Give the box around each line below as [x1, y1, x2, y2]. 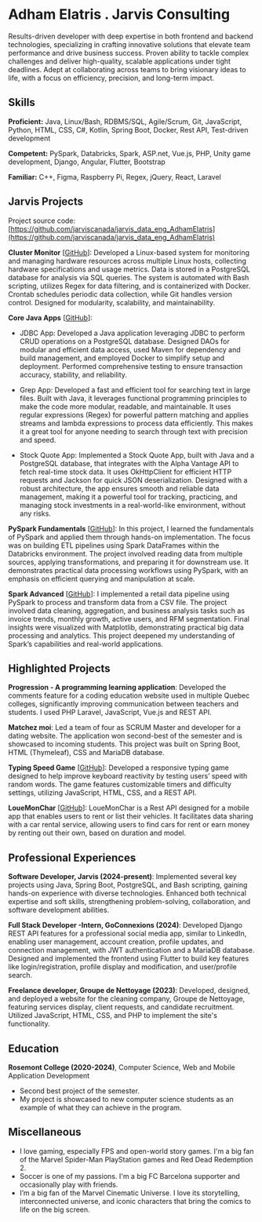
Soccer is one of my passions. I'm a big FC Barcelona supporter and [19, 1171, 241, 1180]
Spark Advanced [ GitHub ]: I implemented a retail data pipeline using [8, 589, 230, 598]
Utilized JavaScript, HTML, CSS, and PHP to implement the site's [8, 1011, 218, 1020]
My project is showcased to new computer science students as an [19, 1095, 234, 1103]
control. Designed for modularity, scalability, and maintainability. [8, 297, 216, 307]
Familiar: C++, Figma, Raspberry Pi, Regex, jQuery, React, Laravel [8, 172, 221, 181]
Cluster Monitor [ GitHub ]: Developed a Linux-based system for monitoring [8, 247, 249, 257]
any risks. [19, 509, 51, 518]
